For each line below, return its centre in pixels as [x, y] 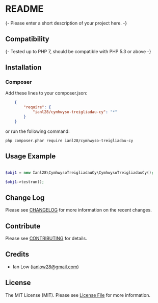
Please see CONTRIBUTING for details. [46, 238]
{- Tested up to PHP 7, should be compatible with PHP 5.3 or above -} [78, 51]
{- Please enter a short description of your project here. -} [66, 23]
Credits [17, 254]
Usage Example [31, 156]
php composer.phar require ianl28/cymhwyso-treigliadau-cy [69, 141]
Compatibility [27, 39]
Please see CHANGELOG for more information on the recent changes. [78, 210]
